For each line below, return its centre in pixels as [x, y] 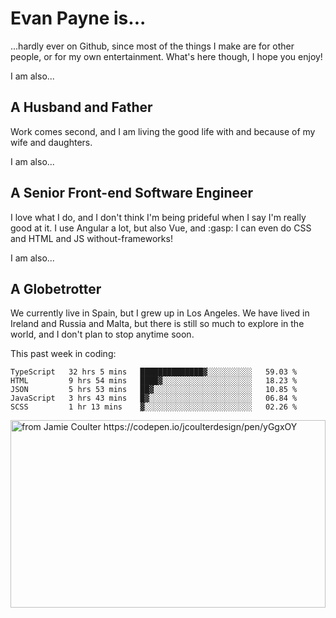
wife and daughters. [51, 142]
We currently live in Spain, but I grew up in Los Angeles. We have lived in [160, 313]
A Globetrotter [56, 288]
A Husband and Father [81, 107]
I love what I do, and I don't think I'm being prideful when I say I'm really [158, 217]
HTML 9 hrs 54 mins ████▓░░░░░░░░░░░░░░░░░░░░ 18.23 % [154, 381]
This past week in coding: [63, 354]
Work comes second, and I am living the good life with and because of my [163, 131]
